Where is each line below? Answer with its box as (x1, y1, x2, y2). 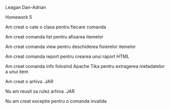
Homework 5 (5, 14, 32, 20)
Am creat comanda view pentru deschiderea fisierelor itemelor (5, 44, 136, 50)
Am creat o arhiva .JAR (5, 79, 53, 84)
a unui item (5, 68, 29, 75)
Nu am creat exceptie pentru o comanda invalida (5, 98, 107, 104)
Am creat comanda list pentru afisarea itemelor (5, 34, 104, 40)
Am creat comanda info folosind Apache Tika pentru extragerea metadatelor (5, 63, 165, 69)
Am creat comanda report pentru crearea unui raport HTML (5, 53, 129, 59)
